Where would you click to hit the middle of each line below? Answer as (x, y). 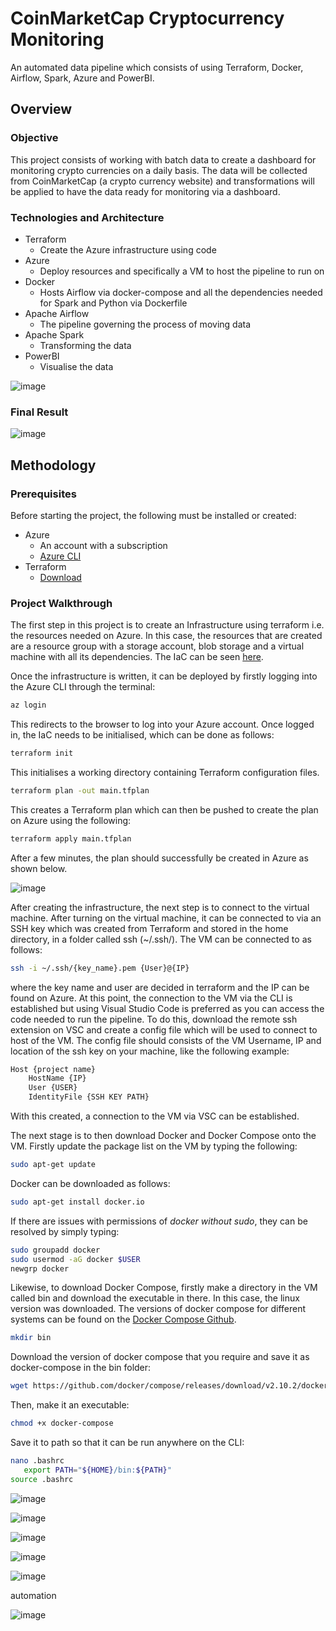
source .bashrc (42, 1479)
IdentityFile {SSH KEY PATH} (89, 1097)
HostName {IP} (57, 1078)
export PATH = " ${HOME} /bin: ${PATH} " (97, 1470)
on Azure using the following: (71, 820)
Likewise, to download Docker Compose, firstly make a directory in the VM (164, 1288)
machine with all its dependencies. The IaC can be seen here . (137, 657)
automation (33, 1595)
